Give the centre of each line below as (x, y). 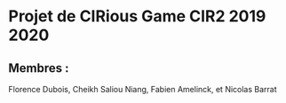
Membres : (39, 68)
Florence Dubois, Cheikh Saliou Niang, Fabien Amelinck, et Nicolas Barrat (143, 89)
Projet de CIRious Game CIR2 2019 (137, 16)
